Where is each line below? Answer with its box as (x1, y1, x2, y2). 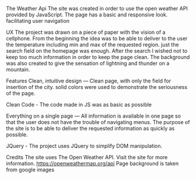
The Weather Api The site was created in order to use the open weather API (6, 5, 188, 12)
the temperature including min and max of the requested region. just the (6, 41, 179, 48)
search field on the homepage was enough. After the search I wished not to (6, 47, 188, 54)
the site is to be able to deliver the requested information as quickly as (6, 125, 175, 132)
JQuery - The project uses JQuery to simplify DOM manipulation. (6, 143, 162, 149)
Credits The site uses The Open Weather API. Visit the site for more (6, 154, 168, 160)
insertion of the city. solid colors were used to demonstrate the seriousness (6, 84, 188, 90)
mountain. (6, 66, 30, 73)
